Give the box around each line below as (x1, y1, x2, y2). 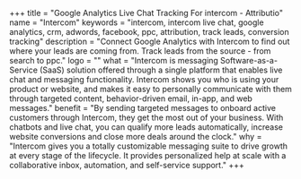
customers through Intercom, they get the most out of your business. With (9, 112, 284, 123)
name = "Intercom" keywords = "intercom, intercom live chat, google (9, 17, 264, 28)
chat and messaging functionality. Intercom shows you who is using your (9, 74, 279, 84)
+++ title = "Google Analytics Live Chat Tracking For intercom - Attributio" (9, 8, 284, 18)
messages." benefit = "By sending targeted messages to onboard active (9, 103, 277, 113)
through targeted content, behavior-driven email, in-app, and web (9, 93, 253, 104)
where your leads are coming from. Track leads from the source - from (9, 46, 271, 56)
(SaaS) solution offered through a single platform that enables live (39, 64, 283, 75)
